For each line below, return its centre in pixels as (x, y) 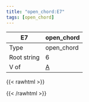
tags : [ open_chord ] (30, 17)
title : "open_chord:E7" (36, 12)
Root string (24, 57)
